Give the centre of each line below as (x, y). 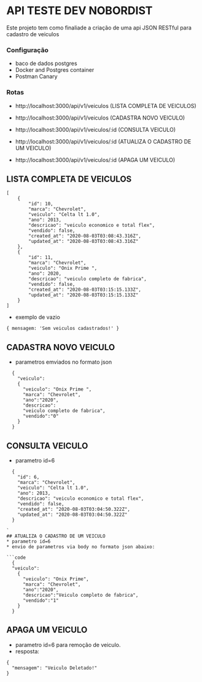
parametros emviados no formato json (64, 362)
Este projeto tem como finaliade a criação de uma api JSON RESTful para (99, 28)
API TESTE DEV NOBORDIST (80, 11)
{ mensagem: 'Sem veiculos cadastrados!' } (63, 329)
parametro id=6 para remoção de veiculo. (68, 645)
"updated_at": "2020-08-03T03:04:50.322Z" (72, 515)
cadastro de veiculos (33, 34)
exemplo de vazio (37, 317)
